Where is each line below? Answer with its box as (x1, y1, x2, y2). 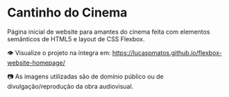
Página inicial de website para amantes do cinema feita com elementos (7, 28, 210, 36)
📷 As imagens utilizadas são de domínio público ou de (7, 72, 164, 80)
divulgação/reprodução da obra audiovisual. (7, 82, 134, 90)
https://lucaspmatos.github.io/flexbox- (112, 48, 222, 56)
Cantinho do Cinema (7, 5, 128, 21)
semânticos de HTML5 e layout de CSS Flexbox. (7, 34, 145, 43)
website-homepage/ (7, 58, 66, 67)
